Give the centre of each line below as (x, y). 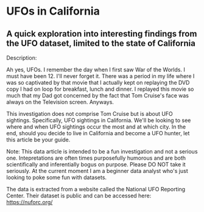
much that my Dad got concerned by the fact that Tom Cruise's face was (97, 95)
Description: (22, 58)
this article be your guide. (38, 140)
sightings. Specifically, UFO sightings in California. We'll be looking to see (99, 120)
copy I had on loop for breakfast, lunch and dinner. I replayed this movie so (100, 89)
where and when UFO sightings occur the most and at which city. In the (96, 127)
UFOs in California (53, 11)
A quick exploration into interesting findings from (102, 34)
